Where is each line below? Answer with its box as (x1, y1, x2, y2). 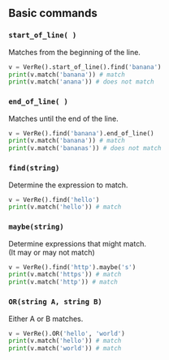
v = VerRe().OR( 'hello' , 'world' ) (8, 329, 126, 337)
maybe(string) (8, 222, 64, 232)
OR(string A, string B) (8, 298, 103, 306)
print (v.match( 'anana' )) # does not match (8, 78, 154, 86)
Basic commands (8, 6, 97, 20)
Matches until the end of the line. (8, 114, 119, 123)
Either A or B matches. (8, 314, 84, 324)
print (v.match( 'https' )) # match (8, 271, 122, 279)
